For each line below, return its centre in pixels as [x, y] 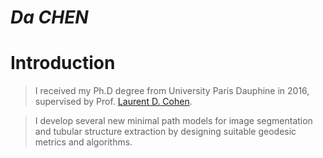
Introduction [63, 63]
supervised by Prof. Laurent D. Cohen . [113, 102]
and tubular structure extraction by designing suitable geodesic [165, 132]
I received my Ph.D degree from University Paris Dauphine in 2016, [172, 91]
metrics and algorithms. [83, 142]
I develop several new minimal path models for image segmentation [173, 121]
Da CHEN [49, 17]
